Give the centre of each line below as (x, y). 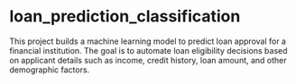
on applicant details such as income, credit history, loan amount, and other (148, 60)
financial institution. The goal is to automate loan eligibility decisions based (148, 50)
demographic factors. (50, 70)
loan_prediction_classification (125, 17)
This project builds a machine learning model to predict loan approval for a (148, 41)
